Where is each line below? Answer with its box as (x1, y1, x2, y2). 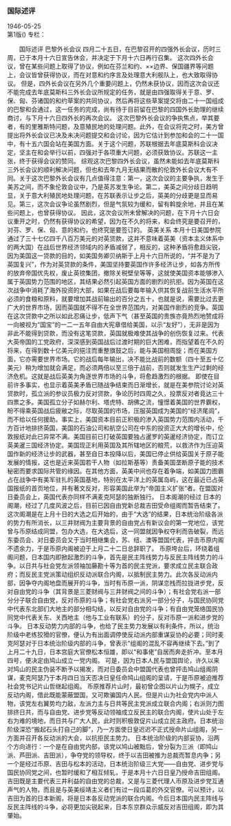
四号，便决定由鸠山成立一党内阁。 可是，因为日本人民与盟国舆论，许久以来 (7, 657, 220, 665)
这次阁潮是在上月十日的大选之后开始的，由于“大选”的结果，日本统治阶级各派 (7, 510, 223, 518)
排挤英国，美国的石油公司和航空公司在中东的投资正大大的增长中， (30, 424, 218, 432)
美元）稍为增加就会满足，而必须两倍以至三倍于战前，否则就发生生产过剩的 (7, 364, 218, 372)
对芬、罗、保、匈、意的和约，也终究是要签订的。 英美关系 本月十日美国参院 (7, 226, 221, 234)
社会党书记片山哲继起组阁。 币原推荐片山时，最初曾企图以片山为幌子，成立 (7, 682, 220, 690)
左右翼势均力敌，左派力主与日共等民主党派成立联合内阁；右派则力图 (30, 699, 224, 708)
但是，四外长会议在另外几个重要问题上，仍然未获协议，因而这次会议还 (20, 79, 220, 87)
